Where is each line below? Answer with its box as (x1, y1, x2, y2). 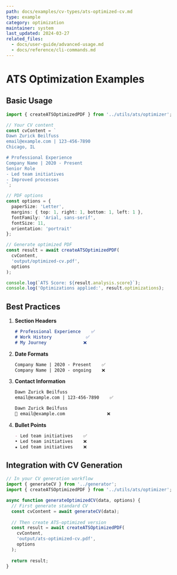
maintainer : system (6, 25, 54, 31)
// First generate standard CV (11, 502, 88, 509)
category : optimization (6, 19, 65, 25)
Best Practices (6, 301, 61, 311)
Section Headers (14, 317, 57, 324)
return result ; (11, 558, 49, 564)
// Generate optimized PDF (6, 242, 72, 248)
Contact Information (14, 378, 66, 385)
